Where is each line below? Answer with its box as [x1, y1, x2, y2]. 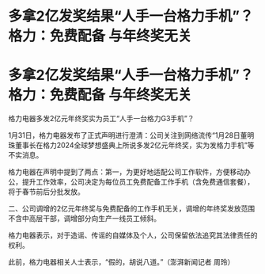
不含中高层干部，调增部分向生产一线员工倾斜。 [8, 214, 161, 223]
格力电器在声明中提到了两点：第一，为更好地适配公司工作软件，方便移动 [8, 167, 244, 177]
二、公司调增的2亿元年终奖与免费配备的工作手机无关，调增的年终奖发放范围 [8, 204, 256, 214]
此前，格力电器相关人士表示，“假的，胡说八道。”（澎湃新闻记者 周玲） [8, 257, 235, 267]
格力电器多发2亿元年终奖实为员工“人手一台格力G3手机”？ [8, 114, 195, 124]
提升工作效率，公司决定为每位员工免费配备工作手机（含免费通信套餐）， [21, 177, 255, 187]
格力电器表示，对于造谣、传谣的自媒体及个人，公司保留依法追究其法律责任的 [8, 230, 258, 240]
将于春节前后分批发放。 [8, 187, 85, 196]
